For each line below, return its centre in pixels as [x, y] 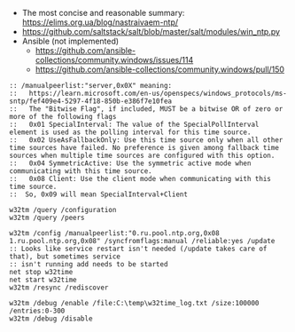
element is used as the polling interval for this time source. [130, 132]
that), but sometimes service [65, 257]
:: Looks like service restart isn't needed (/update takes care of [138, 249]
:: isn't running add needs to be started [89, 265]
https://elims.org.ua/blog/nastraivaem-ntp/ [100, 22]
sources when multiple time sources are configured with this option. [142, 155]
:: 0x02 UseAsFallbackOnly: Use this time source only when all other [146, 140]
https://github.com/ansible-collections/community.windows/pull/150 [160, 69]
